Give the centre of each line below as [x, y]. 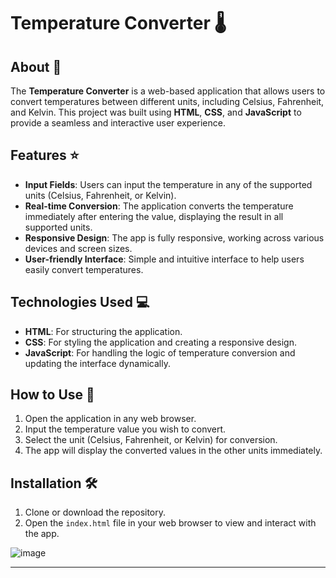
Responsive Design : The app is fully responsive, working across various [174, 237]
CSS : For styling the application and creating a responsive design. [160, 342]
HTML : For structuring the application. [103, 331]
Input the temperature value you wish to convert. [125, 429]
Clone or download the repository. [95, 512]
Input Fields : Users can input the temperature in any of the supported [168, 184]
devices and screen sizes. [78, 248]
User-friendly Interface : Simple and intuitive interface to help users [164, 259]
